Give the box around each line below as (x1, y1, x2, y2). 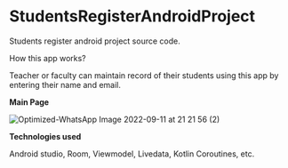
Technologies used (9, 131, 82, 141)
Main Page (9, 96, 50, 108)
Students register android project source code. (9, 36, 180, 46)
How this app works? (9, 52, 86, 63)
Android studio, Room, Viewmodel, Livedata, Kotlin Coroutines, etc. (9, 148, 255, 159)
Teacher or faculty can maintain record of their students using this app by (9, 69, 279, 81)
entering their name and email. (9, 79, 122, 90)
